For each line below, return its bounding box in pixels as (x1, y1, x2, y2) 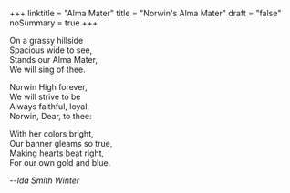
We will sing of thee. (9, 64, 87, 75)
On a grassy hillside (9, 36, 84, 46)
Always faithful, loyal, (9, 101, 89, 112)
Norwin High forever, (9, 82, 88, 92)
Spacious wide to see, (9, 45, 93, 56)
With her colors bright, (9, 128, 94, 139)
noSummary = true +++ (9, 17, 98, 28)
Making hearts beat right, (9, 147, 105, 158)
